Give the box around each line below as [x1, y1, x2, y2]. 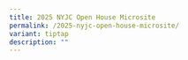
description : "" [9, 37, 69, 47]
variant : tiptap [9, 29, 69, 38]
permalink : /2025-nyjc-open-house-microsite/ [9, 21, 179, 30]
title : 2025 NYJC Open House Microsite [9, 12, 156, 22]
